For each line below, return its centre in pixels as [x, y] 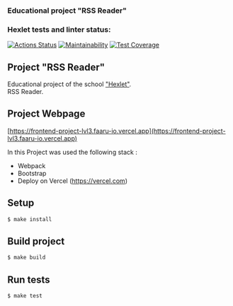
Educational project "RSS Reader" [67, 11]
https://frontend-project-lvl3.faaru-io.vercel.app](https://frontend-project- [118, 131]
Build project [36, 241]
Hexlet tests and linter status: [59, 29]
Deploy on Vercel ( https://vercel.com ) [72, 181]
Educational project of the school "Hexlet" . [69, 84]
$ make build [27, 258]
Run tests [29, 279]
